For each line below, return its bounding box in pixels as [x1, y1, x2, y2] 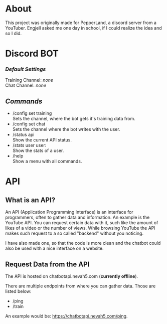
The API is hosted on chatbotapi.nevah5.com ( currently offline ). [5, 273, 138, 279]
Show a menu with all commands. [12, 158, 82, 165]
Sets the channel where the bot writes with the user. [12, 126, 120, 132]
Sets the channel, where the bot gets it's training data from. [12, 116, 135, 122]
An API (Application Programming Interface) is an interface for [5, 209, 134, 215]
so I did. [5, 30, 22, 36]
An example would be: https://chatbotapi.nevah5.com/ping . [5, 313, 128, 319]
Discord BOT [5, 48, 59, 59]
